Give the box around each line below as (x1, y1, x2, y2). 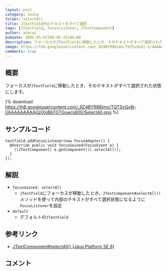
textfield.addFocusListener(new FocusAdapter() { (5, 139, 110, 144)
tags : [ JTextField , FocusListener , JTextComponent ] (5, 26, 114, 31)
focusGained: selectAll (12, 185, 62, 190)
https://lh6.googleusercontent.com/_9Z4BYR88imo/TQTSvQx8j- (5, 104, 137, 110)
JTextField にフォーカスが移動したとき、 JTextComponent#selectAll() (19, 190, 161, 196)
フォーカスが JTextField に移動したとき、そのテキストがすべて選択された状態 (5, 83, 162, 89)
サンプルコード (5, 125, 51, 133)
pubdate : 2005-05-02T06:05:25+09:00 (5, 35, 81, 40)
